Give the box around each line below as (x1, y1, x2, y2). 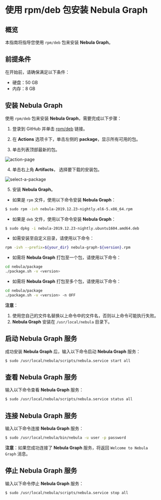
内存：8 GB (12, 85, 36, 91)
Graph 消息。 (5, 450, 30, 456)
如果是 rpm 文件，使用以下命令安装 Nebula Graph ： (12, 197, 116, 202)
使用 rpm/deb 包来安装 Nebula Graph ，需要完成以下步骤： (5, 115, 122, 121)
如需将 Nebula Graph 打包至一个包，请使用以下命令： (12, 254, 121, 260)
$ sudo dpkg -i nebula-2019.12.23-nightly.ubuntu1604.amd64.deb (5, 226, 139, 231)
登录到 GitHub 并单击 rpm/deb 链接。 (12, 125, 87, 131)
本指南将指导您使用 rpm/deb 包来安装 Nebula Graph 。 (5, 40, 113, 45)
